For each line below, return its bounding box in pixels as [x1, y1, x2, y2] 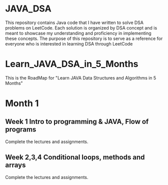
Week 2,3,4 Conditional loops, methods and [5, 153, 145, 161]
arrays [5, 161, 26, 169]
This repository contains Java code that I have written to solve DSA [5, 19, 144, 25]
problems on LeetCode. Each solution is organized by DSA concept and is [5, 24, 157, 30]
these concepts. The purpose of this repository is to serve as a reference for [5, 35, 163, 41]
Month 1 [5, 98, 39, 109]
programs [5, 125, 36, 134]
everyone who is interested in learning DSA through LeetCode [5, 40, 133, 46]
